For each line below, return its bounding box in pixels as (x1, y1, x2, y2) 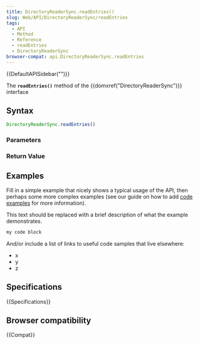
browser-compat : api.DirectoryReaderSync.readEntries (6, 54, 145, 60)
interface (6, 88, 29, 95)
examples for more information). (6, 199, 86, 207)
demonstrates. (6, 217, 42, 225)
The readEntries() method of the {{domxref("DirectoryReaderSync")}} (6, 82, 183, 89)
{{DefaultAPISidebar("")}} (6, 70, 70, 77)
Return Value (6, 152, 45, 160)
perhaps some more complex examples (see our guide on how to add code (6, 193, 193, 200)
